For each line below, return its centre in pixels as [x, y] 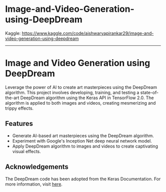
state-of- [149, 92]
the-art [12, 98]
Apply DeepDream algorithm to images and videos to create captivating [85, 146]
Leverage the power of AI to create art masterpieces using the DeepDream [81, 87]
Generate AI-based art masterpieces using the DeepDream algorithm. [83, 135]
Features [19, 124]
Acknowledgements [37, 167]
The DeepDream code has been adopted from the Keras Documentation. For [83, 179]
